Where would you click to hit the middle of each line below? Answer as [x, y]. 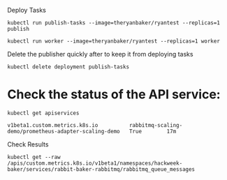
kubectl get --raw [34, 157]
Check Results [28, 144]
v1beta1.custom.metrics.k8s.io [53, 125]
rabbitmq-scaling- [156, 125]
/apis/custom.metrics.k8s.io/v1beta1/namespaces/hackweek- [95, 163]
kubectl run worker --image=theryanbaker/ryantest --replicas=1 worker [113, 41]
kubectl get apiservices [43, 113]
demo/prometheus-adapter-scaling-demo [64, 131]
